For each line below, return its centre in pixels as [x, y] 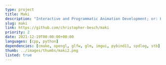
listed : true [19, 55]
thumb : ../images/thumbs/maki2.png [42, 50]
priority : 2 [17, 32]
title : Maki [17, 14]
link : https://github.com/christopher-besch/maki [57, 28]
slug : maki [16, 23]
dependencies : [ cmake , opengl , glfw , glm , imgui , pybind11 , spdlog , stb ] [83, 46]
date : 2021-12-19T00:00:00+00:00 [40, 37]
